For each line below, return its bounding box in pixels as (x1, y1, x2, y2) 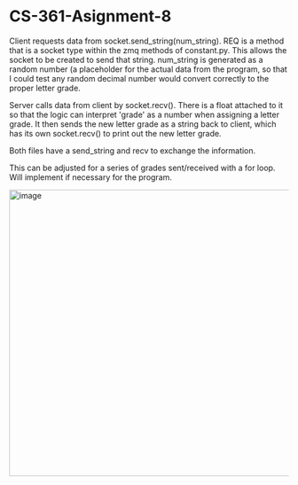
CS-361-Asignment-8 (9, 6, 172, 27)
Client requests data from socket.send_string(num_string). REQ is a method (9, 35, 285, 46)
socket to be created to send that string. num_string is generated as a (9, 54, 263, 65)
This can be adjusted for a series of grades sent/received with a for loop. (9, 162, 276, 173)
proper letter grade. (9, 82, 82, 93)
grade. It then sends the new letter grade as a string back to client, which (9, 118, 277, 129)
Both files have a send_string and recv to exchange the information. (9, 145, 256, 156)
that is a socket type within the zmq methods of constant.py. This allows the (9, 44, 287, 55)
